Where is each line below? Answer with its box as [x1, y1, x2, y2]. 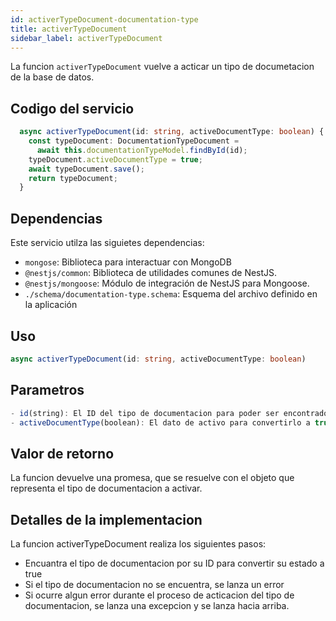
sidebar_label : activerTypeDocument [10, 33, 163, 43]
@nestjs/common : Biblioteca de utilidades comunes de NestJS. [24, 267, 278, 279]
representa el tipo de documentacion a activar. [10, 482, 203, 495]
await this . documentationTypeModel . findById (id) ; [36, 145, 248, 155]
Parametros [10, 382, 85, 399]
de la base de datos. [10, 71, 95, 83]
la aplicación [24, 299, 78, 311]
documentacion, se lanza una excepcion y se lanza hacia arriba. [24, 600, 290, 611]
